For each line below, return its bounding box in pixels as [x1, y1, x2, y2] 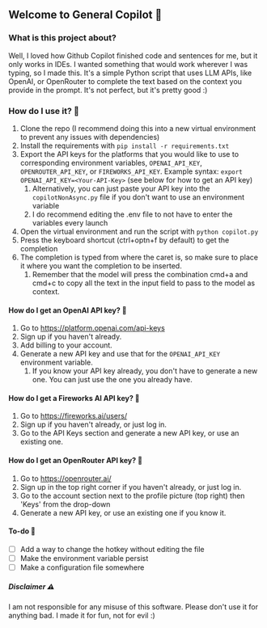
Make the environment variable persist [19, 553, 149, 563]
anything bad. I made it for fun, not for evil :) [8, 610, 155, 620]
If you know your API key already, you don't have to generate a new [32, 366, 258, 376]
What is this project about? [8, 32, 117, 44]
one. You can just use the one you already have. [32, 375, 193, 385]
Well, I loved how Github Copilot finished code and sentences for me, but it [8, 50, 258, 61]
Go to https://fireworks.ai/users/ [19, 411, 128, 421]
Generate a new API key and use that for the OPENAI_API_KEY [19, 349, 221, 359]
